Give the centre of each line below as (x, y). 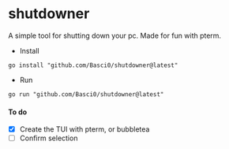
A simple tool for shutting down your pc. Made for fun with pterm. (115, 35)
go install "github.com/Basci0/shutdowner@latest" (93, 65)
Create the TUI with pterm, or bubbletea (84, 129)
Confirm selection (49, 138)
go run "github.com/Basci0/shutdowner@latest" (86, 94)
